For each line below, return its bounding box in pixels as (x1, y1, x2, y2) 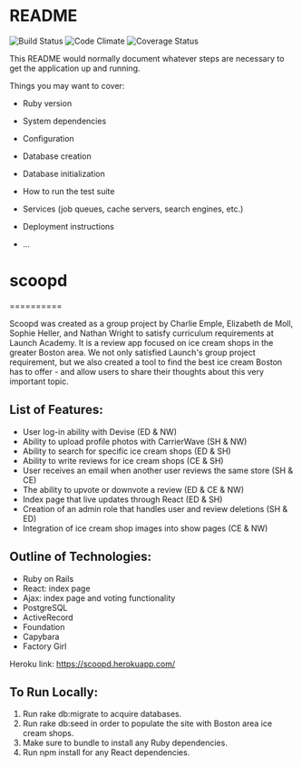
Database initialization (22, 168, 106, 179)
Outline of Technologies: (9, 549, 152, 565)
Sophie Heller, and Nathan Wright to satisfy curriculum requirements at (9, 328, 274, 339)
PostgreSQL (22, 602, 68, 613)
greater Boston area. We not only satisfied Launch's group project (9, 347, 256, 358)
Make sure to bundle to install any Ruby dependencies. (22, 737, 229, 749)
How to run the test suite (22, 185, 115, 196)
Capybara (22, 631, 60, 642)
